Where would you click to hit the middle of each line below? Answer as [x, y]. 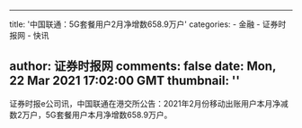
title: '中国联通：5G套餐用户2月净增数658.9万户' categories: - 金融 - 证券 [144, 24]
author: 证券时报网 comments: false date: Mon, [143, 67]
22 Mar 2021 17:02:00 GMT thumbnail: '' [125, 81]
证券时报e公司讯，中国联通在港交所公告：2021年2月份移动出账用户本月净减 [149, 103]
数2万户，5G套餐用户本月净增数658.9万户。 [91, 115]
